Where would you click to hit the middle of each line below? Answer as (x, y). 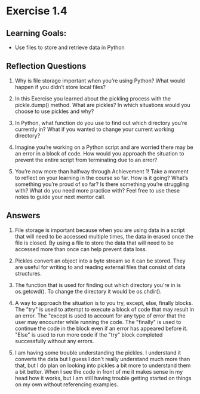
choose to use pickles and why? (54, 111)
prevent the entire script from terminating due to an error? (86, 160)
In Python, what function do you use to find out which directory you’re (101, 123)
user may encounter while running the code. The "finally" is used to (98, 322)
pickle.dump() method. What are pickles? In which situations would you (103, 105)
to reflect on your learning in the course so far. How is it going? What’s (101, 178)
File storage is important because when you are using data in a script (100, 230)
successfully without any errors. (54, 341)
